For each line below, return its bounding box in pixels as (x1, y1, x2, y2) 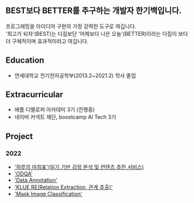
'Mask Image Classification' (14, 190, 83, 198)
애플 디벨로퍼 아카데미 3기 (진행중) (14, 106, 95, 113)
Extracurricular (5, 90, 63, 100)
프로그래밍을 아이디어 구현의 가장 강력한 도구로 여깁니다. (5, 23, 137, 30)
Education (5, 56, 45, 66)
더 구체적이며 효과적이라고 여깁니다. (5, 38, 89, 45)
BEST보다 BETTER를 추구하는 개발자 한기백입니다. (5, 5, 182, 16)
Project (5, 131, 33, 142)
